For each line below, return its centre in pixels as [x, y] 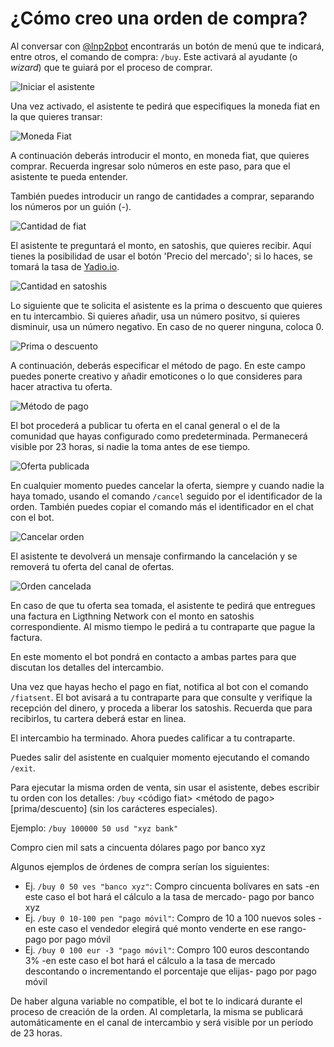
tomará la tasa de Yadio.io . [65, 266]
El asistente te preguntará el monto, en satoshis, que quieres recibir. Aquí [161, 245]
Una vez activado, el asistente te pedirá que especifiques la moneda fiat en [165, 106]
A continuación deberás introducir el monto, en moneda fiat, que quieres [160, 155]
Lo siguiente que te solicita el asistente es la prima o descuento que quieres [166, 305]
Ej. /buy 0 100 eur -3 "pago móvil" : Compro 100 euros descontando [167, 949]
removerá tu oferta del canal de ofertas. [92, 566]
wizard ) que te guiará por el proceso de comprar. [111, 67]
